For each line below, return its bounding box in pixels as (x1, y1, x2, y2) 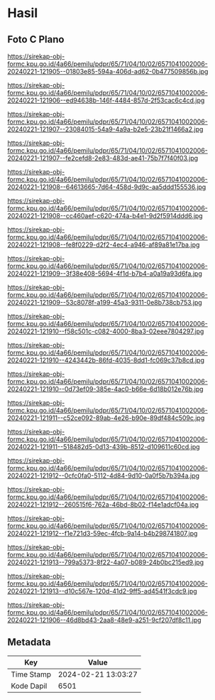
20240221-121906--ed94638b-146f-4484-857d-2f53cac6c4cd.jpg (7, 96, 205, 104)
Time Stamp (11, 669, 52, 679)
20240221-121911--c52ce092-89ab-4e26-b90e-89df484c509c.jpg (7, 414, 205, 422)
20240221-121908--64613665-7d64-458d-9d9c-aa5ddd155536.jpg (7, 183, 206, 191)
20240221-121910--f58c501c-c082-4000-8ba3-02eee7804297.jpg (7, 327, 204, 335)
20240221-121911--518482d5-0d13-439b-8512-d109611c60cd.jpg (7, 443, 200, 451)
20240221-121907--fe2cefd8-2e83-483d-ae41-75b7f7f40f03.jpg (7, 154, 199, 162)
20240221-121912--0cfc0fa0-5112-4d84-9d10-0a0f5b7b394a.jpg (7, 471, 200, 480)
